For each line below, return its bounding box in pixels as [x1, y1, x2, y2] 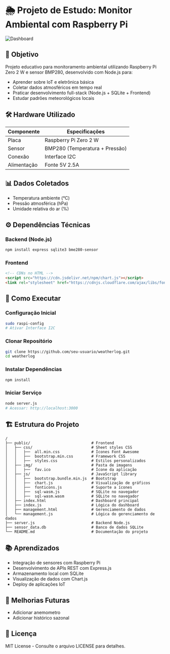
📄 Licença [5, 630, 37, 638]
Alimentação [8, 161, 38, 168]
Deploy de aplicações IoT [12, 582, 66, 588]
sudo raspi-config [5, 321, 44, 326]
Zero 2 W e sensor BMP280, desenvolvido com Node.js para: [5, 69, 133, 75]
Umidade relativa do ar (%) [12, 206, 69, 212]
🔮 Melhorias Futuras [5, 596, 70, 604]
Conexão [8, 153, 29, 160]
